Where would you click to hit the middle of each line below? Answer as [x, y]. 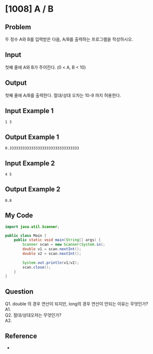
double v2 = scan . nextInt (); [52, 254]
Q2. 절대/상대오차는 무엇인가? [33, 315]
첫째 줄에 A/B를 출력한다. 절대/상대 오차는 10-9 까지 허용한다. [63, 95]
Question [19, 291]
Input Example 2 [30, 163]
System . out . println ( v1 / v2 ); [51, 263]
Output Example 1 [32, 137]
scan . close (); [37, 267]
